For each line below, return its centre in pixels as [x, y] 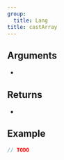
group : [17, 14]
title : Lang [31, 20]
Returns [25, 95]
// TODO [18, 150]
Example [26, 134]
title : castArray [32, 27]
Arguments [32, 55]
